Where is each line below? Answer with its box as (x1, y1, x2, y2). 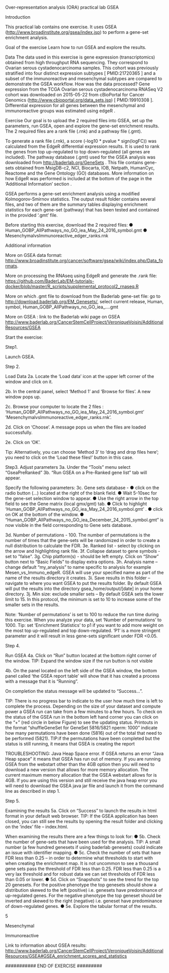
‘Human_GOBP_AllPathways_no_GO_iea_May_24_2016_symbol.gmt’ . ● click (5, 506, 163, 512)
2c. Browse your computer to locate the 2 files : (5, 404, 104, 409)
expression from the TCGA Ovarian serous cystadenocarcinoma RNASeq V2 (5, 86, 163, 92)
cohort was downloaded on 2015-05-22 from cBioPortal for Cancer (5, 92, 145, 97)
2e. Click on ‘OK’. (5, 439, 41, 445)
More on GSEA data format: (5, 252, 62, 258)
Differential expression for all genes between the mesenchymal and (5, 102, 145, 108)
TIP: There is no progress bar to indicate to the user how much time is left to (5, 698, 163, 704)
